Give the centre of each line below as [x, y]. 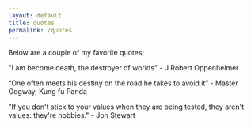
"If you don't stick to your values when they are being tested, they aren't [126, 107]
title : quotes [32, 23]
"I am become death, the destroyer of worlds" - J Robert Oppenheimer [124, 68]
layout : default [35, 15]
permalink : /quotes [40, 30]
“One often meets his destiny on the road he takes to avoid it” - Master [124, 83]
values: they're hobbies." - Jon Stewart [72, 115]
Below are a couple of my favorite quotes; [76, 53]
